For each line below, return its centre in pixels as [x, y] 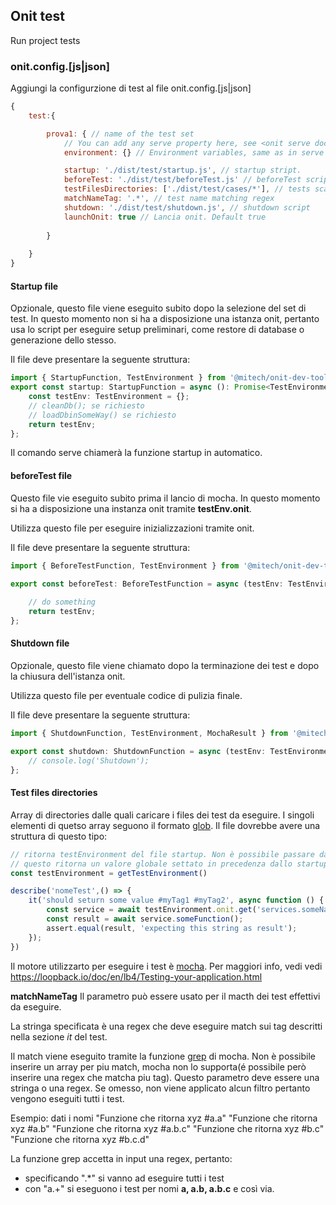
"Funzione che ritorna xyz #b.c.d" [80, 1139]
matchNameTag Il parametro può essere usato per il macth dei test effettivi [165, 996]
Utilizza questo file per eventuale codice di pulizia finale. [126, 696]
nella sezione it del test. [59, 1036]
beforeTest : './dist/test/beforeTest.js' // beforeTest [182, 180]
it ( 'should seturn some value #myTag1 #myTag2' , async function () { [176, 900]
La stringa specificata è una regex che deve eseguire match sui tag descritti [166, 1026]
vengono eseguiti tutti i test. [67, 1098]
